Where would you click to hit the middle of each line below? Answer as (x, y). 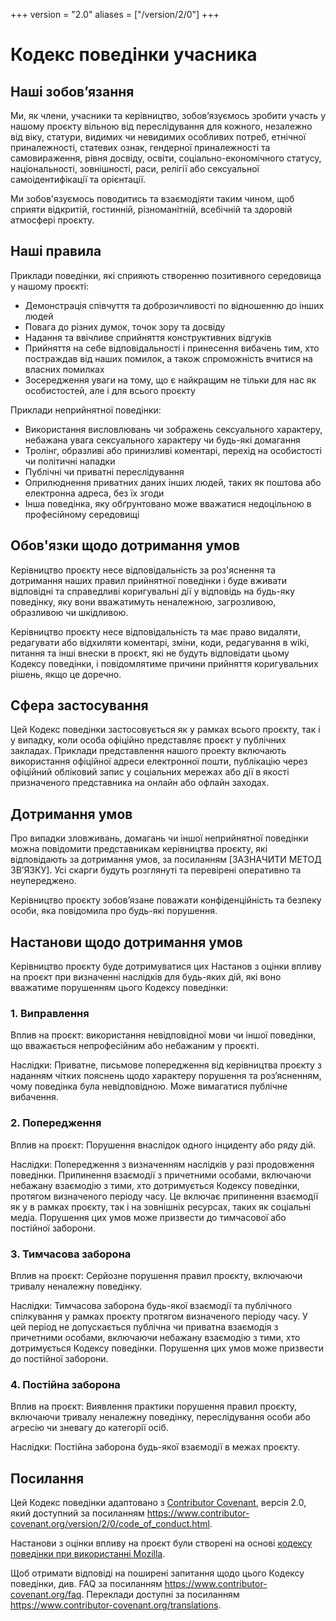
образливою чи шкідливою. (69, 612)
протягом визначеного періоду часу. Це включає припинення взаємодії (164, 1196)
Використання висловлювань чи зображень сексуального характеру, (173, 429)
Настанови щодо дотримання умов (126, 942)
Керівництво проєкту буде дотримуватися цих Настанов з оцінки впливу (166, 966)
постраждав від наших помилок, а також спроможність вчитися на (168, 358)
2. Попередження (56, 1123)
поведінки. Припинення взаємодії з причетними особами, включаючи (161, 1175)
